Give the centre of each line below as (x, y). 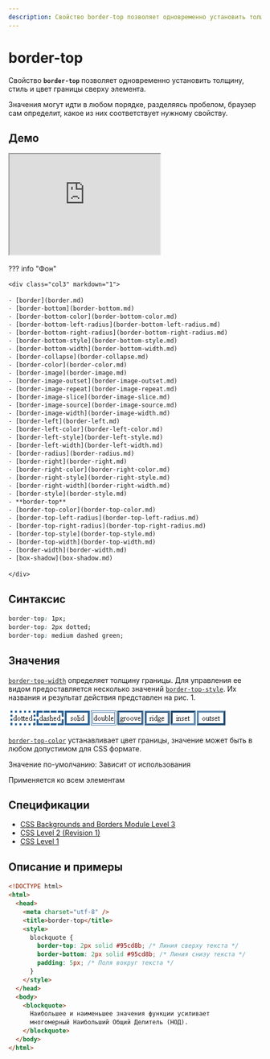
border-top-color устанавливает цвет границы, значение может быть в (131, 740)
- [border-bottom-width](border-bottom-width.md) (93, 349)
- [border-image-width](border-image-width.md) (90, 414)
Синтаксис (37, 599)
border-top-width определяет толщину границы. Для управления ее (125, 680)
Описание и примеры (65, 867)
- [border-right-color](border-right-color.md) (90, 470)
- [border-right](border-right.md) (68, 462)
